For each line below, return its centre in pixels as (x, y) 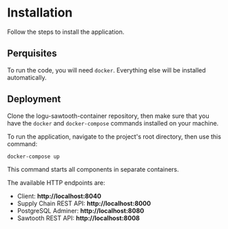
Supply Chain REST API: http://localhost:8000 (84, 203)
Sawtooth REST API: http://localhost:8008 (78, 218)
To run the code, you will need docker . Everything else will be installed (107, 70)
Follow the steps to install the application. (66, 32)
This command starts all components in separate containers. (93, 170)
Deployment (34, 99)
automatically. (27, 77)
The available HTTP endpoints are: (56, 183)
